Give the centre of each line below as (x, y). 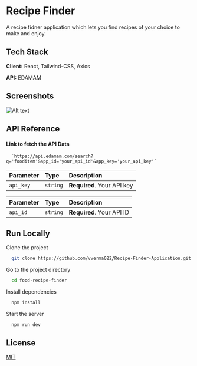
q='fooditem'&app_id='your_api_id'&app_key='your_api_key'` (82, 161)
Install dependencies (32, 291)
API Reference (33, 129)
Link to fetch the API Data (38, 144)
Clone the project (27, 247)
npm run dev (26, 324)
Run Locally (28, 233)
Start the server (25, 314)
